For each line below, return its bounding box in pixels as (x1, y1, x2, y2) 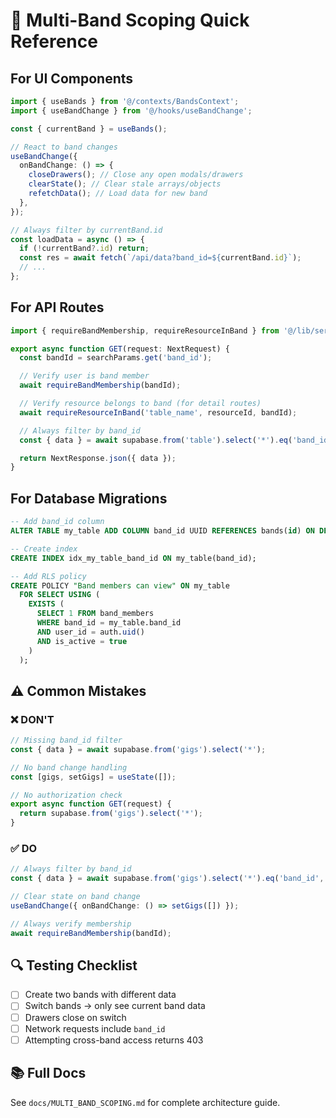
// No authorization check (10, 790, 123, 800)
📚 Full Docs (10, 1065, 87, 1082)
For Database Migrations (10, 490, 168, 507)
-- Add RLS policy (10, 571, 87, 581)
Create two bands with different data (24, 989, 177, 1001)
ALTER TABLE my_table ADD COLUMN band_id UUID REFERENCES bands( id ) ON (10, 526, 315, 536)
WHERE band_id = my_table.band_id (36, 618, 182, 628)
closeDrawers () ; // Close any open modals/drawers (28, 170, 244, 180)
